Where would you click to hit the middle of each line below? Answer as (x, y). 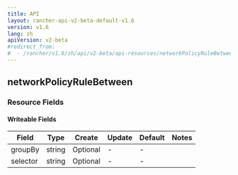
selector (24, 162)
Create (86, 137)
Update (120, 137)
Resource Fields (35, 102)
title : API (23, 14)
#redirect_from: (31, 47)
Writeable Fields (32, 119)
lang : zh (20, 34)
